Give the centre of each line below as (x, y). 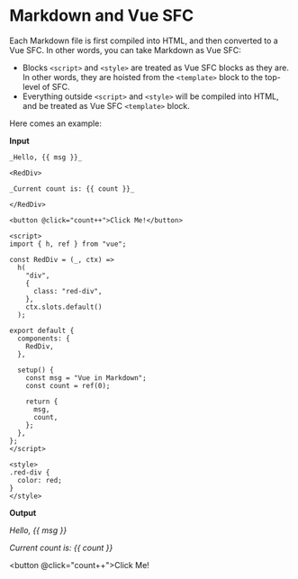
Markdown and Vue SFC (102, 16)
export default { (42, 330)
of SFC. (56, 86)
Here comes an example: (55, 123)
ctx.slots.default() (64, 307)
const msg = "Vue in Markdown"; (86, 378)
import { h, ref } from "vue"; (68, 244)
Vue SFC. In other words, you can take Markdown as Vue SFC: (125, 50)
